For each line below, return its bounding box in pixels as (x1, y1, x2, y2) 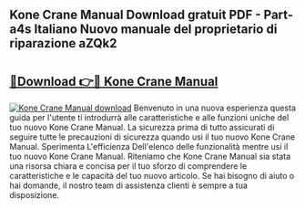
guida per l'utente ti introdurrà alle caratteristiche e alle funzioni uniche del (9, 112, 290, 122)
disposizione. (9, 190, 60, 200)
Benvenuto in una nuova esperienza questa (133, 102, 296, 113)
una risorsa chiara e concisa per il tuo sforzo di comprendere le (9, 161, 248, 172)
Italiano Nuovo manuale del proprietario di (34, 22, 278, 37)
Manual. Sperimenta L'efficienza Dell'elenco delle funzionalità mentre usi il (9, 141, 289, 152)
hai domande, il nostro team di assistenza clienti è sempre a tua (9, 180, 249, 191)
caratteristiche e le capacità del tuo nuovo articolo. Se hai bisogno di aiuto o (9, 171, 295, 181)
